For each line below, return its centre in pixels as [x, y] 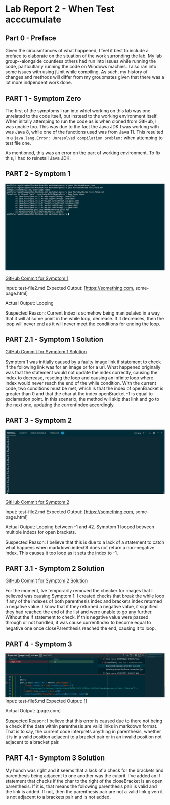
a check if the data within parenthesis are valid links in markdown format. [81, 726]
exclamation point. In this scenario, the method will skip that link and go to [82, 399]
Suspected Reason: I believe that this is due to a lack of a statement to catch [85, 542]
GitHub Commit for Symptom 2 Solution [46, 581]
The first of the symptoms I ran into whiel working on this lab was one [78, 110]
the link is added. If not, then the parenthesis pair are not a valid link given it [84, 791]
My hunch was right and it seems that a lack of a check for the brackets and [84, 770]
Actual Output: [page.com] [33, 711]
